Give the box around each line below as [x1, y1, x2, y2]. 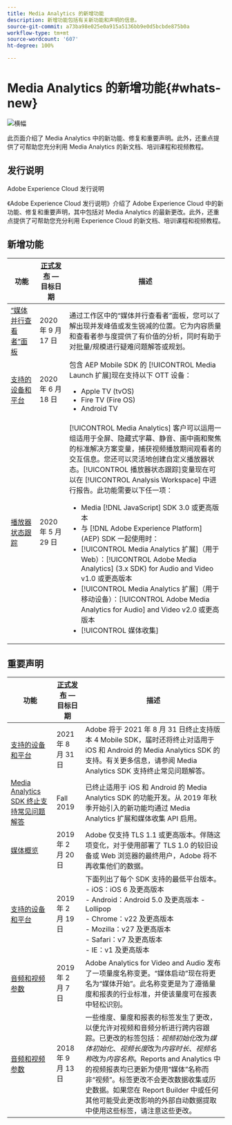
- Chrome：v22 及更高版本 [85, 914, 174, 924]
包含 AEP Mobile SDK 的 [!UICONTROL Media [68, 360, 216, 369]
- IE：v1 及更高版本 [85, 945, 150, 955]
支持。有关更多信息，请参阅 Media [85, 756, 197, 765]
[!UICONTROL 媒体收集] [80, 625, 159, 635]
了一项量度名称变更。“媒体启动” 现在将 [85, 969, 209, 978]
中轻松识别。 [85, 1000, 127, 1009]
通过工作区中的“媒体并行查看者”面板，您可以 [68, 311, 214, 320]
